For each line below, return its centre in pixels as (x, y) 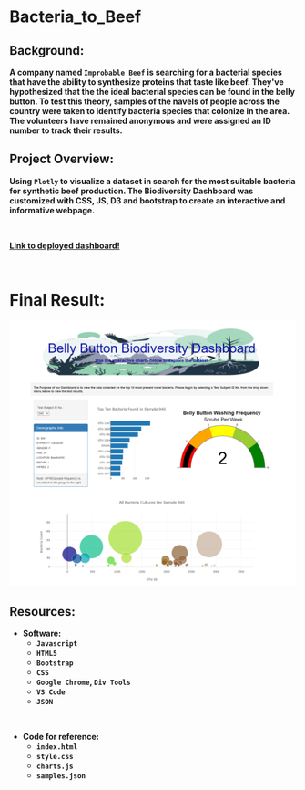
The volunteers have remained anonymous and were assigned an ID (140, 121)
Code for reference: (61, 737)
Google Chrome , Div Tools (83, 682)
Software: (42, 634)
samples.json (61, 776)
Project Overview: (61, 159)
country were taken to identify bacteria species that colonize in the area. (149, 111)
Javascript (57, 644)
